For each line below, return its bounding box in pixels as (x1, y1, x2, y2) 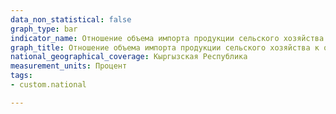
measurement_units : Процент (10, 61, 128, 71)
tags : (10, 71, 33, 81)
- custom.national (10, 80, 87, 90)
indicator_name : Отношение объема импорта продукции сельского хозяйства (10, 33, 325, 43)
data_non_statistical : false (10, 14, 132, 25)
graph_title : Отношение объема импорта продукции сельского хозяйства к (10, 42, 320, 53)
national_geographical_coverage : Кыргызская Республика (10, 52, 248, 62)
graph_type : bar (10, 24, 78, 34)
